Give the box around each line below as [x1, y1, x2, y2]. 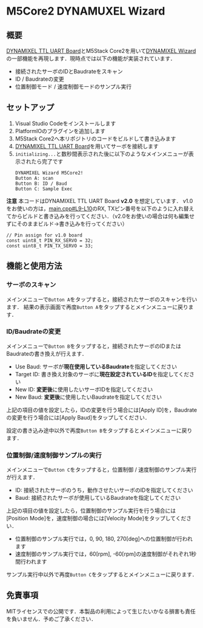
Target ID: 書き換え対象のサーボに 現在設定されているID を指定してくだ [15, 370, 190, 378]
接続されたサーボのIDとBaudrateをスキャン [15, 68, 123, 75]
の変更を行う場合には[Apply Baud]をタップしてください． [6, 413, 150, 421]
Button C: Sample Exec [15, 185, 73, 192]
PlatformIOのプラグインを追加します [15, 127, 106, 134]
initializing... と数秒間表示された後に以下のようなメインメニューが [15, 150, 189, 157]
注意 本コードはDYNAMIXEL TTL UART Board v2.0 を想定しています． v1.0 [6, 197, 193, 204]
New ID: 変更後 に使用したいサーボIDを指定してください [15, 385, 153, 393]
